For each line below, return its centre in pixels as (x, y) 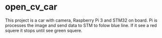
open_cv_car (31, 7)
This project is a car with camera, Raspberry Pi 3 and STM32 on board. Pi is (81, 20)
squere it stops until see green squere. (44, 30)
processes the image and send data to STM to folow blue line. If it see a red (81, 25)
